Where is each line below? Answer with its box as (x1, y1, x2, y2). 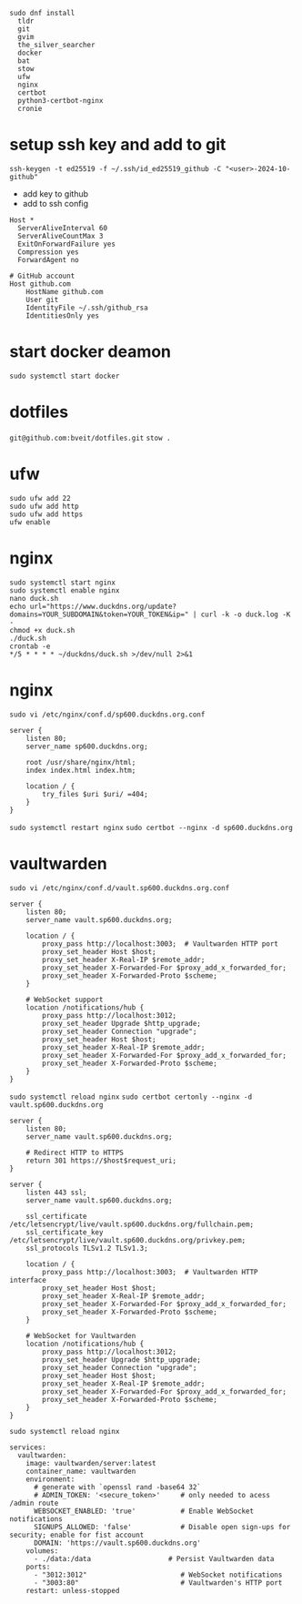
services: (9, 1443, 47, 1452)
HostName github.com (25, 287, 104, 296)
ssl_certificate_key (25, 1227, 104, 1237)
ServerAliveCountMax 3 (17, 231, 104, 240)
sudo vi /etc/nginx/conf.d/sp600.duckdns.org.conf (9, 710, 206, 719)
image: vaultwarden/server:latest (25, 1458, 156, 1467)
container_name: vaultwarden (25, 1467, 136, 1476)
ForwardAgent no (17, 255, 79, 264)
